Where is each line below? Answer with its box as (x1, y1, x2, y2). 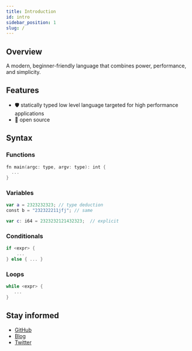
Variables (6, 189, 34, 197)
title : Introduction (6, 8, 57, 15)
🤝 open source (14, 116, 50, 123)
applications (14, 110, 44, 117)
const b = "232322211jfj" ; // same (6, 208, 93, 214)
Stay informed (6, 310, 60, 320)
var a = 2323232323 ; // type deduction (6, 202, 104, 208)
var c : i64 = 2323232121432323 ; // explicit (6, 218, 119, 224)
